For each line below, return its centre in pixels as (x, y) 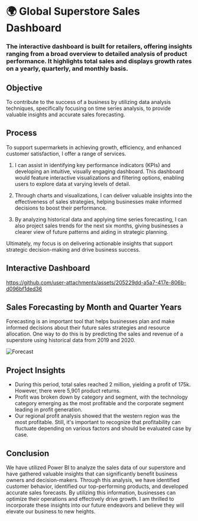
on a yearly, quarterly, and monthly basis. (67, 69)
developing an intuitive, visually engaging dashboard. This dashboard (99, 171)
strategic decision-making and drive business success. (73, 249)
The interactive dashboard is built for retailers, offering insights (99, 47)
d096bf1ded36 (24, 289)
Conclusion (28, 453)
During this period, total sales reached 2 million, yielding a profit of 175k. (103, 385)
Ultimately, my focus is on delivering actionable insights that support (90, 243)
